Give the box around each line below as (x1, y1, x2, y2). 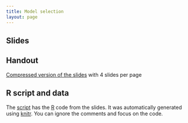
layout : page (6, 14, 38, 20)
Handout (6, 56, 39, 66)
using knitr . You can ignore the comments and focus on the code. (6, 110, 163, 117)
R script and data (6, 88, 69, 98)
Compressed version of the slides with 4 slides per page (6, 71, 142, 78)
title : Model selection (6, 8, 64, 15)
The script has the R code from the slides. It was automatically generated (6, 104, 182, 111)
